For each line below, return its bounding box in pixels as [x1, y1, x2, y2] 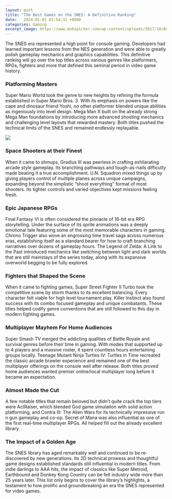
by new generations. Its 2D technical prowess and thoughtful [30, 455, 159, 462]
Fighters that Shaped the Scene [5, 272, 85, 279]
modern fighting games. [5, 311, 56, 318]
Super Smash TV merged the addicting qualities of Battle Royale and [5, 336, 150, 342]
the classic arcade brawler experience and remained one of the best [5, 357, 149, 364]
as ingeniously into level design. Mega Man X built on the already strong [5, 109, 158, 115]
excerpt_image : [5, 27, 38, 32]
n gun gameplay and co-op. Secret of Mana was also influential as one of [5, 414, 160, 421]
